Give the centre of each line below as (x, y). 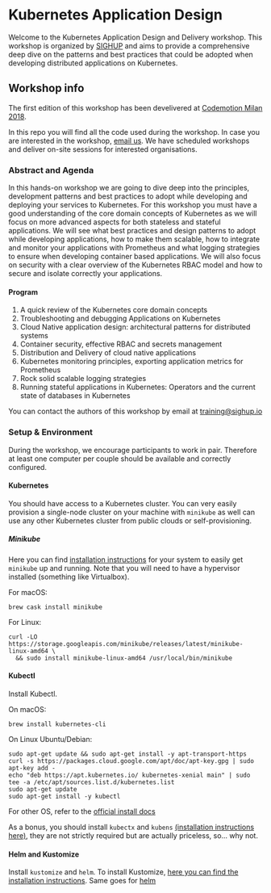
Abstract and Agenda (51, 170)
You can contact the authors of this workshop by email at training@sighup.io (135, 411)
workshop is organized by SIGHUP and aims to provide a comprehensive (129, 45)
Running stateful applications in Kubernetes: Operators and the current (138, 387)
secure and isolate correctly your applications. (85, 274)
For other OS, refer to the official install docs (82, 811)
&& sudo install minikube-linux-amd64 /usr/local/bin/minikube (124, 658)
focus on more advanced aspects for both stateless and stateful (115, 222)
